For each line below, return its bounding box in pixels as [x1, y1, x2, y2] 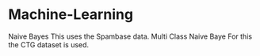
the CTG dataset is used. [8, 39, 90, 49]
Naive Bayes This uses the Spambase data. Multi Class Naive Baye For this [8, 32, 252, 41]
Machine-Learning [8, 6, 133, 24]
